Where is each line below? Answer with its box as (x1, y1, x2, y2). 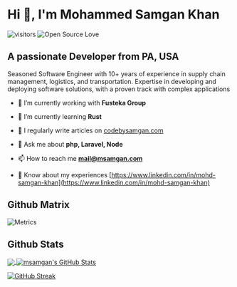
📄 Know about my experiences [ (17, 170, 112, 179)
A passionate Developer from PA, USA (7, 51, 179, 63)
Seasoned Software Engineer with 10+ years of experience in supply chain (7, 69, 226, 78)
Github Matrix (7, 199, 70, 211)
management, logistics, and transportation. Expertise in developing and (7, 77, 217, 85)
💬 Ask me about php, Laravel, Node (17, 140, 123, 148)
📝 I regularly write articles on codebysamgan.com (17, 126, 164, 135)
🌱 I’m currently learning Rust (17, 112, 102, 120)
